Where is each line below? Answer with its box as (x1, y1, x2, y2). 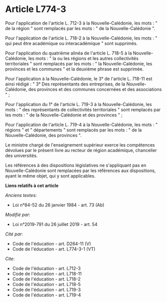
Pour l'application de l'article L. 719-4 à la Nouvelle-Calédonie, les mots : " (5, 121, 158, 127)
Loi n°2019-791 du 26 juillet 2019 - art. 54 (12, 221, 98, 227)
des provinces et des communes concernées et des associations (28, 86, 162, 92)
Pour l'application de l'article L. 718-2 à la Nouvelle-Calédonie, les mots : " (5, 35, 158, 41)
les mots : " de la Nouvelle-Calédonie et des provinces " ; (5, 111, 123, 118)
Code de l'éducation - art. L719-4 (12, 291, 81, 298)
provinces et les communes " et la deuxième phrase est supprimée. (5, 66, 144, 72)
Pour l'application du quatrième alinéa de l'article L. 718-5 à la (5, 50, 132, 56)
